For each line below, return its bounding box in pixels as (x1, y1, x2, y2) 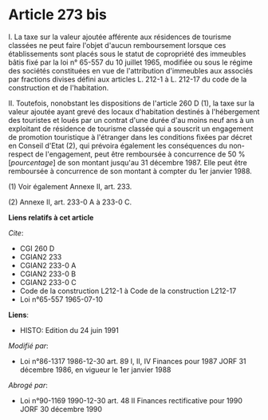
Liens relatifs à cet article (8, 212, 94, 222)
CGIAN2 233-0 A (19, 260, 77, 270)
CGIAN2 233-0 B (19, 269, 77, 279)
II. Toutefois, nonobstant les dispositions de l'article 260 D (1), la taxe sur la (8, 98, 255, 108)
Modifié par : (8, 341, 49, 351)
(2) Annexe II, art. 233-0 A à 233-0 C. (8, 197, 132, 207)
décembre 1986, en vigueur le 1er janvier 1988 (19, 365, 171, 374)
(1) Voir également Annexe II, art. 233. (8, 181, 132, 191)
